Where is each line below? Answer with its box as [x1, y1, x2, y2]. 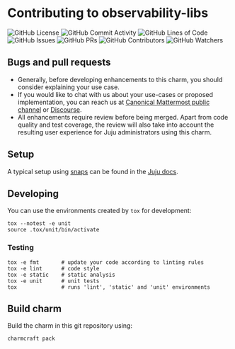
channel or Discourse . [17, 105, 83, 114]
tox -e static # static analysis [7, 271, 115, 278]
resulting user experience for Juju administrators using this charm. [17, 127, 212, 136]
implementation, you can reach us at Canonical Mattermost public [17, 98, 210, 106]
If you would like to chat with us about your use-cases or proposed [17, 90, 214, 98]
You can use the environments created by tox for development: [7, 207, 192, 215]
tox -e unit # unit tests [7, 278, 100, 285]
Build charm [7, 303, 62, 315]
